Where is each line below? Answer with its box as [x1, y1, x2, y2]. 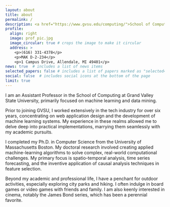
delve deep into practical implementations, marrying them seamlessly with [5, 123, 160, 129]
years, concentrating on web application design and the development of [5, 113, 156, 119]
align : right [10, 31, 37, 36]
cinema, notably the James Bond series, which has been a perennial [5, 191, 148, 198]
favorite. [5, 197, 23, 203]
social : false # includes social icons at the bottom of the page [5, 74, 151, 79]
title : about [5, 12, 33, 17]
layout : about [5, 7, 35, 13]
